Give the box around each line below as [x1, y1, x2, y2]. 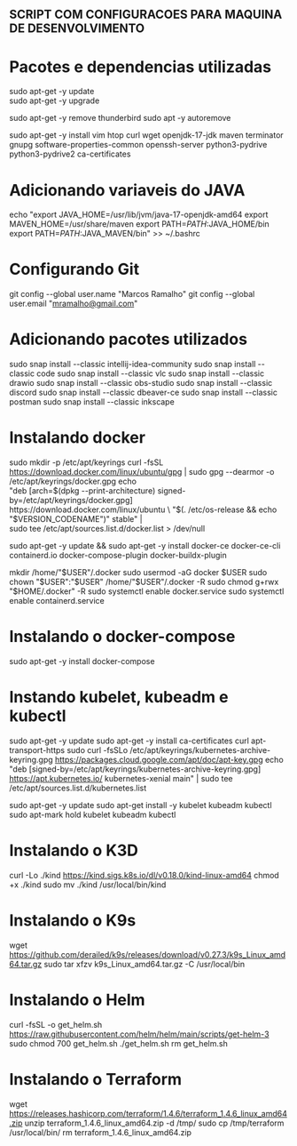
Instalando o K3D [9, 840, 139, 861]
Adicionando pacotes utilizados [9, 329, 248, 349]
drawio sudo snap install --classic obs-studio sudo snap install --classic [9, 378, 273, 389]
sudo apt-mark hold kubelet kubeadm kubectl [9, 809, 176, 820]
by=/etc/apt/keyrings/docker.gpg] [9, 495, 133, 506]
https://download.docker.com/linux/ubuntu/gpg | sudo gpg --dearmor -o [9, 467, 275, 477]
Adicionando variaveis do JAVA [9, 180, 246, 200]
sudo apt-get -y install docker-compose [9, 656, 155, 667]
